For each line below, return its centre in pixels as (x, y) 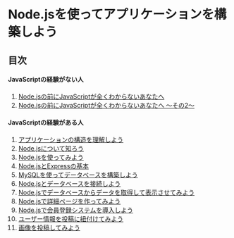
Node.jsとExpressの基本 (53, 165)
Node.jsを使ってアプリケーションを (111, 14)
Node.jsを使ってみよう (51, 157)
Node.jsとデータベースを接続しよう (69, 183)
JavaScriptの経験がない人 (46, 80)
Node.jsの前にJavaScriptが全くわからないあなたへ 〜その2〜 (106, 105)
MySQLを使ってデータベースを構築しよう (78, 175)
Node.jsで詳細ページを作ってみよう (69, 201)
